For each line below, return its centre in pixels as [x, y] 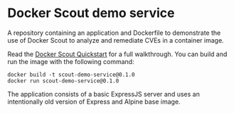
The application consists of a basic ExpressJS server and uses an [104, 94]
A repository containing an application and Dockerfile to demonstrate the [114, 33]
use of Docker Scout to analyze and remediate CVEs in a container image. [116, 40]
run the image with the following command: [71, 61]
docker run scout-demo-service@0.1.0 [63, 81]
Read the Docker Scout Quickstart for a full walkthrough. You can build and [117, 54]
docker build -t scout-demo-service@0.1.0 [71, 75]
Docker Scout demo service [91, 13]
